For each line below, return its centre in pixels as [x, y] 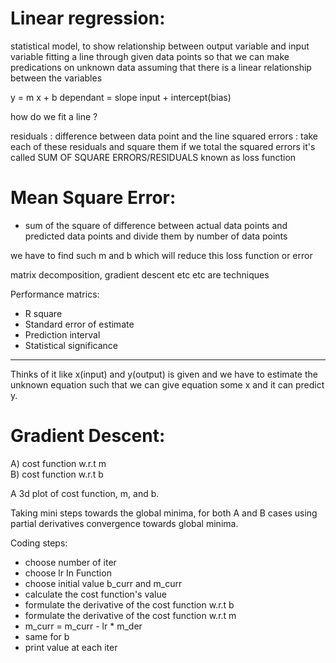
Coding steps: [39, 543]
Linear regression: [88, 18]
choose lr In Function [68, 573]
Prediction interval [62, 334]
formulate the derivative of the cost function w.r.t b [129, 604]
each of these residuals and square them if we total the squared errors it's [163, 146]
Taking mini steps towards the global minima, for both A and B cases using [164, 513]
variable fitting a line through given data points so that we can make [150, 56]
